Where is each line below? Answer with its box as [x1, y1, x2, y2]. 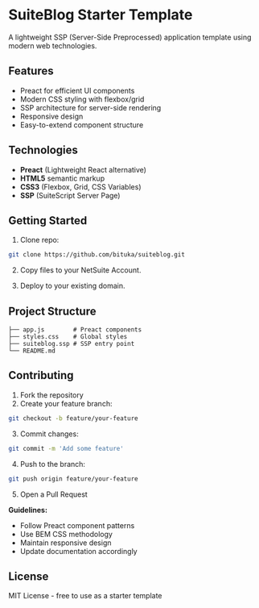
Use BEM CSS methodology [19, 529, 113, 539]
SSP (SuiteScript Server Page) [19, 190, 121, 200]
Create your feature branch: [19, 398, 113, 408]
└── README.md [8, 347, 56, 356]
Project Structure [8, 304, 97, 318]
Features [8, 65, 54, 78]
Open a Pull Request [19, 489, 88, 499]
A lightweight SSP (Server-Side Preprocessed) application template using [8, 32, 252, 42]
